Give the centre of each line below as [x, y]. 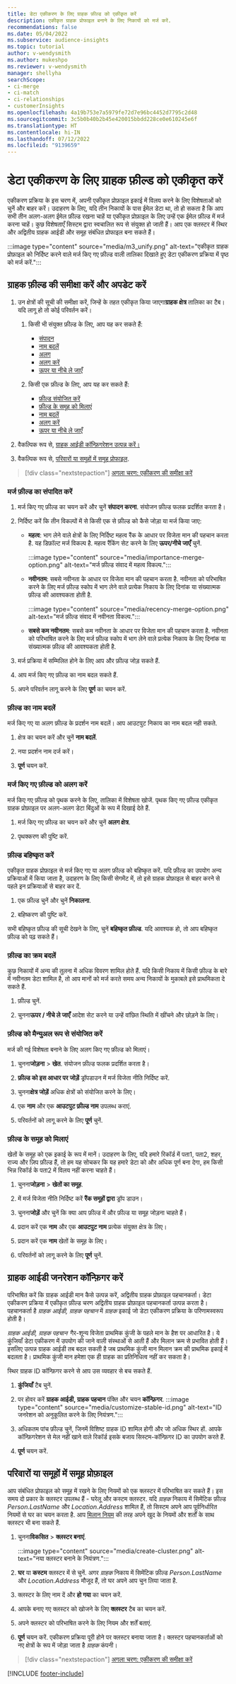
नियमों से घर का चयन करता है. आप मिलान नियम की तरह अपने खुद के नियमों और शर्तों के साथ [111, 1514]
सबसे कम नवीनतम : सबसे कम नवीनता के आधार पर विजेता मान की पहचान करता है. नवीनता [128, 631]
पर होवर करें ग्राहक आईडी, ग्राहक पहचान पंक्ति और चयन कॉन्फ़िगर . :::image [103, 1399]
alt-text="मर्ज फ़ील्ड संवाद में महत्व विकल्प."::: [118, 565]
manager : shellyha [34, 73]
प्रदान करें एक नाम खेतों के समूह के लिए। [62, 1241]
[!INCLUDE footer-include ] [46, 1673]
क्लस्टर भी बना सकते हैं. [34, 1523]
